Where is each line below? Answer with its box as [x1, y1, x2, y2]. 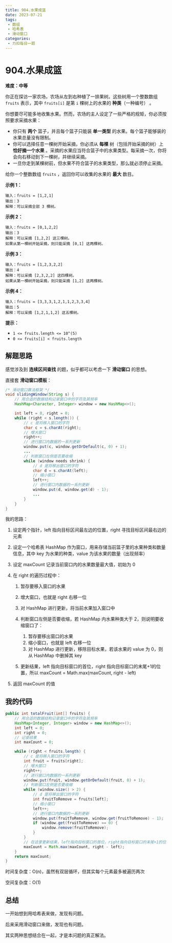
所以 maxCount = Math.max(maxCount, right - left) [29, 670, 137, 676]
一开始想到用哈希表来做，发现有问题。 [5, 911, 86, 917]
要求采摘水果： [9, 117, 41, 123]
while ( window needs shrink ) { [24, 458, 91, 464]
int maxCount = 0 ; [14, 739, 54, 745]
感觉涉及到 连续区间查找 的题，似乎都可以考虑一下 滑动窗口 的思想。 [5, 366, 149, 372]
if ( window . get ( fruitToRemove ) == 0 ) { [32, 820, 118, 826]
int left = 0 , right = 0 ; [14, 411, 70, 416]
